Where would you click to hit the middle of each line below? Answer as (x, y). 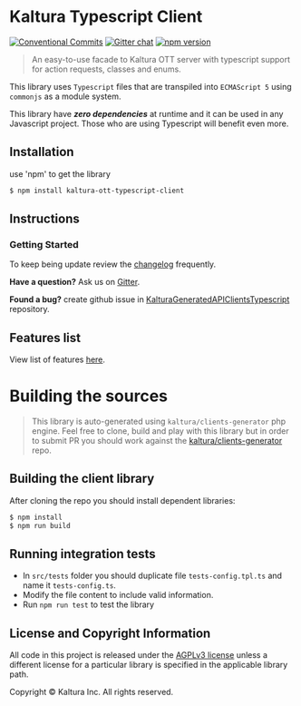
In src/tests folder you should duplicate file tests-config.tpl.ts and (152, 576)
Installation (42, 152)
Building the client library (82, 479)
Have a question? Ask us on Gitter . (75, 282)
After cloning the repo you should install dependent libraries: (122, 500)
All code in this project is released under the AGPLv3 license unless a (139, 655)
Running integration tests (83, 554)
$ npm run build (40, 525)
